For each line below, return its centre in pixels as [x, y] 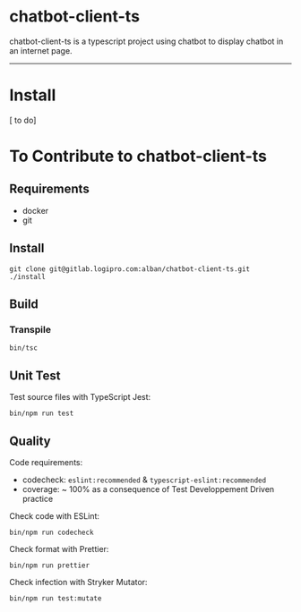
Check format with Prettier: [59, 549]
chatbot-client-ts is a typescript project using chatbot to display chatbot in [146, 41]
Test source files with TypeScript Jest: [80, 397]
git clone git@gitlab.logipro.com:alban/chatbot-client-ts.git [130, 269]
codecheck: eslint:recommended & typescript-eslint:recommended [144, 480]
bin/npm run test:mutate [56, 599]
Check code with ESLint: [55, 516]
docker [35, 210]
